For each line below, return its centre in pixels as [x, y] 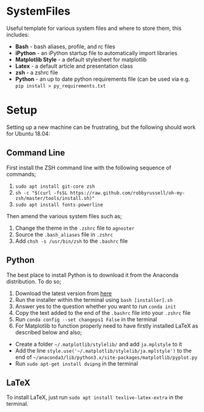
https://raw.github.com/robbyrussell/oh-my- [127, 193]
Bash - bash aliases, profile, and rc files [65, 46]
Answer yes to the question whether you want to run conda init [96, 306]
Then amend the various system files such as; [64, 216]
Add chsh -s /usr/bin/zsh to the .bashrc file [71, 241]
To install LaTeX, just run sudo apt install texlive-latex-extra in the [95, 397]
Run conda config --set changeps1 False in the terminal [86, 319]
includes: [18, 34]
